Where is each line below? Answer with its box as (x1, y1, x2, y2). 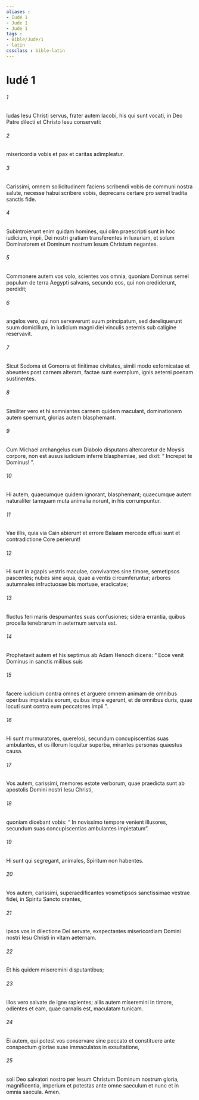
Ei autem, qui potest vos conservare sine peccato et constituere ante (6, 1037, 175, 1044)
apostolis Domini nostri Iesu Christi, (6, 786, 94, 793)
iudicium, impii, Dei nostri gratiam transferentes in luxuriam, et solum (6, 234, 175, 241)
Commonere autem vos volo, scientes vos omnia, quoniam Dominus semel (6, 273, 189, 280)
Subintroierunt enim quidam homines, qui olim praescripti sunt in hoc (6, 228, 176, 235)
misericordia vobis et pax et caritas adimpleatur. (6, 151, 125, 158)
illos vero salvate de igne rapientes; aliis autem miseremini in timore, (6, 998, 174, 1006)
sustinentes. (6, 375, 36, 383)
